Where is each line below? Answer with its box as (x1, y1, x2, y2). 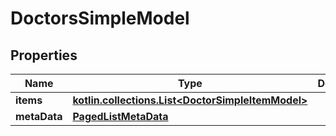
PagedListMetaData (72, 110, 169, 123)
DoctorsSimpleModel (10, 7, 190, 30)
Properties (10, 47, 78, 64)
